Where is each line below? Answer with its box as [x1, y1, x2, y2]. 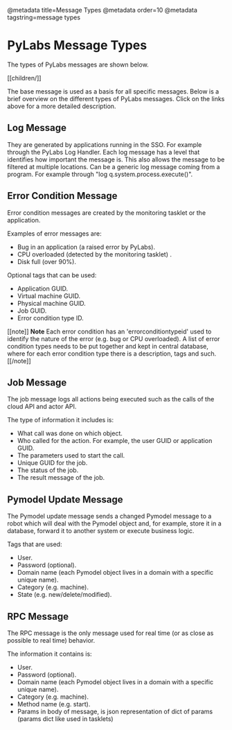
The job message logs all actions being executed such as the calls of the [7, 395, 215, 403]
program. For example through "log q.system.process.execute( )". [7, 170, 193, 178]
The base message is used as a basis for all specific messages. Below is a [7, 87, 220, 96]
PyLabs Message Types [7, 37, 148, 53]
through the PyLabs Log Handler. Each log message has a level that [7, 148, 200, 156]
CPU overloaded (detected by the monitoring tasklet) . [17, 250, 172, 259]
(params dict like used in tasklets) [17, 715, 114, 723]
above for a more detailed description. [7, 102, 116, 110]
